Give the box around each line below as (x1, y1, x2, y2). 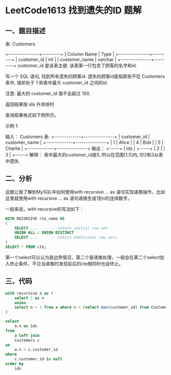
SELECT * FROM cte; (5, 244, 47, 249)
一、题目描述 (5, 26, 46, 35)
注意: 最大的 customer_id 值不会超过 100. (5, 90, 91, 97)
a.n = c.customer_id (14, 347, 58, 352)
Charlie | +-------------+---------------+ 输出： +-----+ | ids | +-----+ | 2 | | (5, 145, 165, 151)
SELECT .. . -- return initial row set (14, 226, 108, 231)
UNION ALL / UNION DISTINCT (14, 230, 74, 235)
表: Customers (5, 41, 36, 47)
